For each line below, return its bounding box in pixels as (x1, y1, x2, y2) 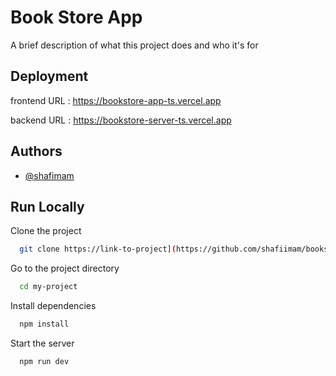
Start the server (10, 337, 75, 349)
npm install (19, 319, 70, 330)
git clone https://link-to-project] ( (19, 244, 177, 255)
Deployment (10, 68, 89, 85)
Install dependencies (10, 300, 97, 312)
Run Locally (10, 198, 85, 215)
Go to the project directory (10, 262, 120, 275)
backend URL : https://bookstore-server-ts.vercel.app (10, 114, 232, 126)
